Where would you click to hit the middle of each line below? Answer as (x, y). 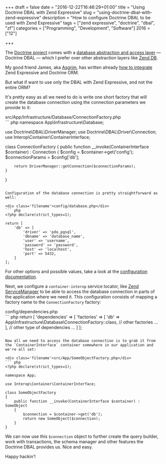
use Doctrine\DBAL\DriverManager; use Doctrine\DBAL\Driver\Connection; (81, 132)
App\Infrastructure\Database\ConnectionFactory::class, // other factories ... (82, 322)
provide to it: (18, 107)
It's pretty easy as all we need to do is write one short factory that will (76, 97)
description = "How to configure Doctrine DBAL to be (96, 18)
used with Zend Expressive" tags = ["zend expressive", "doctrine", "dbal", (80, 23)
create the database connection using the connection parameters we (75, 102)
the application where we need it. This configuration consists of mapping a (81, 297)
